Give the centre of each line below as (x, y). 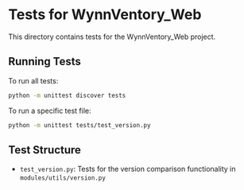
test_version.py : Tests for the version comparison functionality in (128, 169)
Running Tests (45, 62)
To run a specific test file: (50, 111)
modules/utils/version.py (62, 178)
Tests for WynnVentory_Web (105, 15)
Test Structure (45, 150)
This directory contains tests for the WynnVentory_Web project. (112, 37)
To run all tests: (33, 80)
